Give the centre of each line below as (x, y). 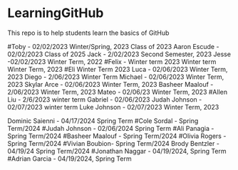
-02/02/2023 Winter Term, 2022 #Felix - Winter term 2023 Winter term (112, 61)
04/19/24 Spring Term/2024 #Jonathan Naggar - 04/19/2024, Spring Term (117, 151)
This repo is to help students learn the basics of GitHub (88, 33)
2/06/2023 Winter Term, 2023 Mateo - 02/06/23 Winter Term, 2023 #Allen (118, 92)
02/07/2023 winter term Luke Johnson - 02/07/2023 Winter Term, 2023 (113, 107)
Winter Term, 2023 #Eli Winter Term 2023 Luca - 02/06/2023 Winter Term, (118, 69)
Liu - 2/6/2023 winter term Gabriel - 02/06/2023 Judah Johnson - (105, 99)
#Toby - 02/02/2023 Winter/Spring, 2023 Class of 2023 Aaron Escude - (113, 46)
